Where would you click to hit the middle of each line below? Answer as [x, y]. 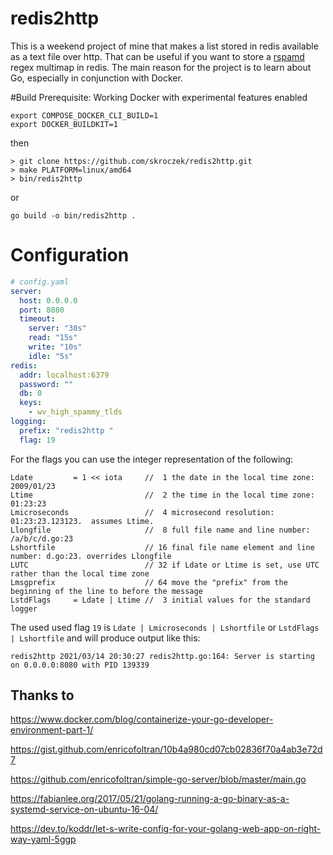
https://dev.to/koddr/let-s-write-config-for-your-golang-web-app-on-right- [166, 829]
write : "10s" [55, 347]
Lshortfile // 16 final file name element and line [162, 547]
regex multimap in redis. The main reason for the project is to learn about [161, 67]
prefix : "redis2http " [66, 430]
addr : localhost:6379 [64, 375]
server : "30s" [57, 328]
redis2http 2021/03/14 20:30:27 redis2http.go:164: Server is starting [162, 656]
